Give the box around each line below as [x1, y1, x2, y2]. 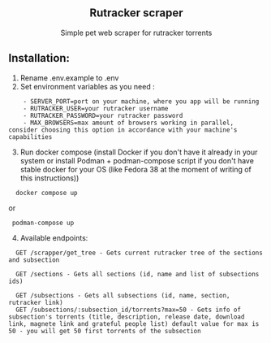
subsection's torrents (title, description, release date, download [8, 312, 245, 321]
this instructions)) [19, 173, 80, 183]
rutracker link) [8, 298, 63, 306]
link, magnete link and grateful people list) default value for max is [8, 319, 260, 328]
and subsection [8, 255, 60, 264]
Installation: [8, 51, 71, 65]
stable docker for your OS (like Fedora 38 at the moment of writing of [19, 164, 252, 174]
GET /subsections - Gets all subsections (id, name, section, [15, 291, 230, 299]
